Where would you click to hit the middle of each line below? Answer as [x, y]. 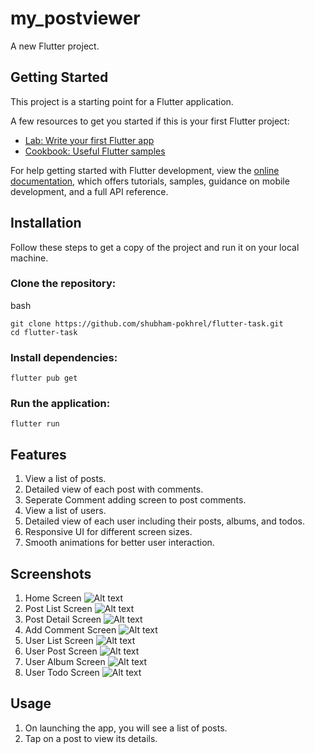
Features [38, 454]
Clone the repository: [63, 284]
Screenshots [51, 573]
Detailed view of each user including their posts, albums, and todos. [164, 521]
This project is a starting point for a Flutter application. [122, 101]
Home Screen [53, 598]
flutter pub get [44, 378]
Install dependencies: [64, 357]
